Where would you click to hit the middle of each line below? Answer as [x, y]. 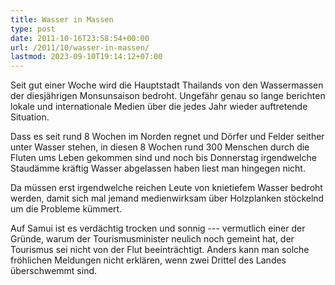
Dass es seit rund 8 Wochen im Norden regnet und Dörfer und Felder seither [167, 137]
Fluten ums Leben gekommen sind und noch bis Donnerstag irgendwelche [163, 158]
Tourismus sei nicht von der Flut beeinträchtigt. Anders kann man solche [160, 250]
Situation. [30, 117]
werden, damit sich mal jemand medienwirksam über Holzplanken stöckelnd [167, 198]
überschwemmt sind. [54, 271]
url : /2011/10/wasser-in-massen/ [80, 47]
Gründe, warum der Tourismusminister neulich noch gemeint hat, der [152, 239]
